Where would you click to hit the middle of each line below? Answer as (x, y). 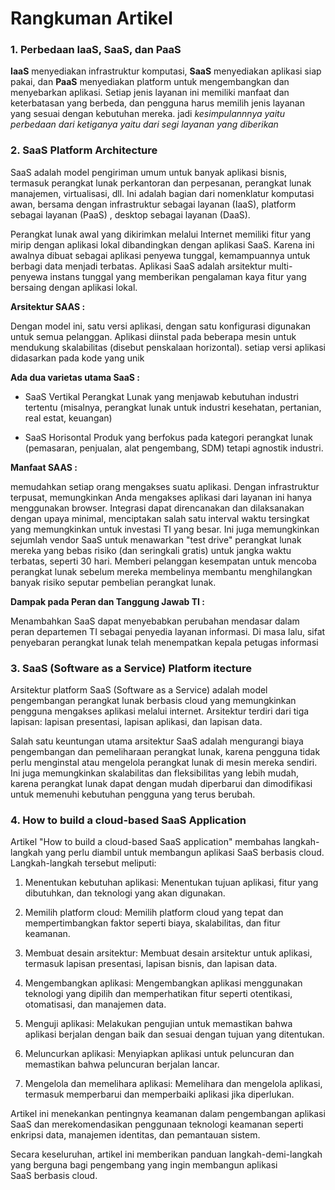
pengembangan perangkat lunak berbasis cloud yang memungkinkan (153, 701)
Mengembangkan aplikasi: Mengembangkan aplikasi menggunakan (163, 983)
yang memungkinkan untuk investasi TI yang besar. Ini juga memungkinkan (165, 529)
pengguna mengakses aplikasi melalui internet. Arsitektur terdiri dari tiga (160, 711)
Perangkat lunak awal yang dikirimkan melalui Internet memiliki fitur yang (161, 234)
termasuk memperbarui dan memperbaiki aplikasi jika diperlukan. (159, 1094)
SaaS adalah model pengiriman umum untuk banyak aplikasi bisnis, (149, 172)
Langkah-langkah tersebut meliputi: (83, 863)
